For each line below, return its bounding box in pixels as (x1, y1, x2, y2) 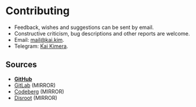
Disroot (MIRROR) (14, 94, 57, 101)
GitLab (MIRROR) (14, 82, 56, 89)
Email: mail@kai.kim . (14, 36, 65, 43)
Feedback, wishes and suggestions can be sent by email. (14, 24, 155, 31)
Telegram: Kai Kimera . (14, 43, 69, 50)
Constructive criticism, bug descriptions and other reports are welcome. (14, 30, 190, 37)
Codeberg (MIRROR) (14, 87, 65, 95)
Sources (5, 60, 37, 70)
